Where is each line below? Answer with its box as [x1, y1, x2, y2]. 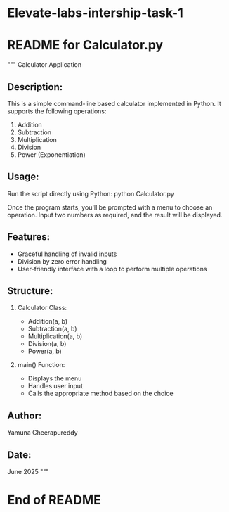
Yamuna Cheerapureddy [7, 428, 79, 437]
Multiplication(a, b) [27, 332, 83, 340]
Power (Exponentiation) [17, 150, 86, 159]
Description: [7, 81, 63, 93]
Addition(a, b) [27, 317, 68, 326]
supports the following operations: [7, 107, 107, 115]
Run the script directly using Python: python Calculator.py [7, 189, 174, 198]
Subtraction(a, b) [27, 325, 77, 333]
